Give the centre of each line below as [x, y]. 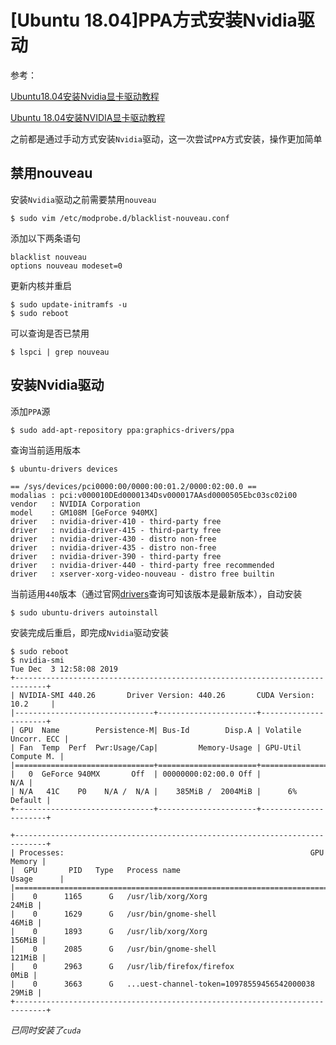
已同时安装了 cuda [46, 1030]
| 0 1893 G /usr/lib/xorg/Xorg [109, 931]
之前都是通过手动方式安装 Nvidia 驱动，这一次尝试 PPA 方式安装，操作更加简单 [166, 138]
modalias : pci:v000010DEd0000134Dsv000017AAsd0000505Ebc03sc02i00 [154, 495]
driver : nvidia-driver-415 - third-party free [116, 530]
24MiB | [26, 905]
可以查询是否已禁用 [50, 333]
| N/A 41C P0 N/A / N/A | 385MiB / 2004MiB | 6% [154, 791]
